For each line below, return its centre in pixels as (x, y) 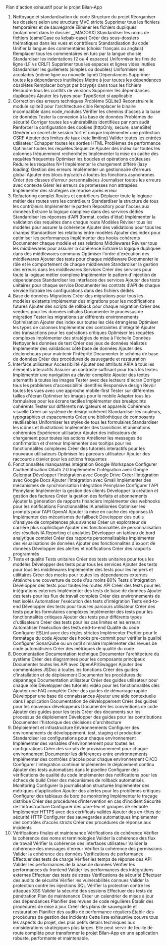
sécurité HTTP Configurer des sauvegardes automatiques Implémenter (85, 817)
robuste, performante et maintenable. (51, 938)
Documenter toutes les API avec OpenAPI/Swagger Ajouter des (78, 664)
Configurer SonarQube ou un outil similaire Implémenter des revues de (85, 643)
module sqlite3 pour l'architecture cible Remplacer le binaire (74, 106)
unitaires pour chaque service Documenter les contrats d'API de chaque (86, 285)
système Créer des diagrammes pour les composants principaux (79, 659)
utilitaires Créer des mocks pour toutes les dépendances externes (80, 575)
